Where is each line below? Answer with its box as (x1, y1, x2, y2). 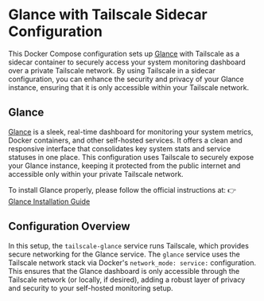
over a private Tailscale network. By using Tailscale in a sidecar (8, 65, 216, 75)
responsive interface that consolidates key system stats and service (8, 143, 231, 153)
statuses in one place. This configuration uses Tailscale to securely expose (8, 152, 254, 162)
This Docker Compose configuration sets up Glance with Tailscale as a (8, 49, 240, 58)
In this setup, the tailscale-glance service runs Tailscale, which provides (8, 240, 249, 250)
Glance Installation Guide (8, 197, 91, 206)
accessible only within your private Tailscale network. (8, 169, 184, 178)
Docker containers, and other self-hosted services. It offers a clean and (8, 135, 243, 145)
